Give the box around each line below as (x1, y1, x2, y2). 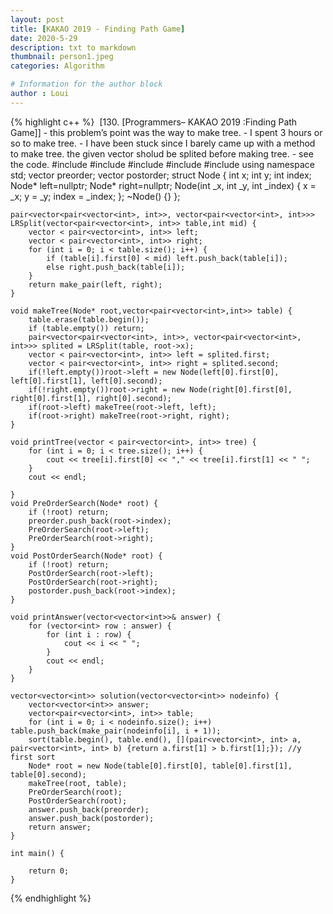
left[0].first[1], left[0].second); (10, 376, 163, 386)
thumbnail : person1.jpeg (10, 52, 114, 62)
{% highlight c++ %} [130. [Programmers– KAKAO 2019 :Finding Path (10, 116, 298, 128)
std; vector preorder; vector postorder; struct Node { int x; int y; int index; (10, 169, 312, 181)
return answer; (28, 822, 92, 832)
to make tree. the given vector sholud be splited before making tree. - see (10, 147, 314, 160)
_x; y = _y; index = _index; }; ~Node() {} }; (10, 190, 181, 202)
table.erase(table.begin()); (28, 314, 150, 325)
